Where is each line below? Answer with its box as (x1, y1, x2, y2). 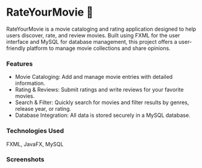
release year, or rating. (14, 105, 71, 113)
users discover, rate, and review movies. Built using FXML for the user (6, 31, 180, 39)
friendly (6, 45, 26, 52)
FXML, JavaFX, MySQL (6, 140, 64, 148)
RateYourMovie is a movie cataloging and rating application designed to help (6, 25, 197, 33)
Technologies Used (6, 126, 65, 135)
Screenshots (6, 155, 45, 164)
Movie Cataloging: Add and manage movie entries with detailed (14, 73, 173, 81)
